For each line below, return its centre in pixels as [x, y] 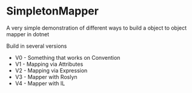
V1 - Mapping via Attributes [49, 64]
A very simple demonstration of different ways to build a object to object [97, 28]
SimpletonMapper [52, 11]
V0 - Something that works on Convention [68, 57]
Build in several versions [37, 46]
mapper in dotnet [28, 34]
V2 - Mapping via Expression [51, 70]
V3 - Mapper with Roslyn [46, 77]
